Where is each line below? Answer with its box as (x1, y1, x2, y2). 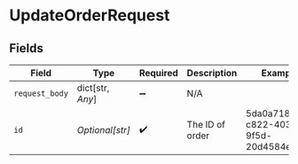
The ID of (186, 119, 226, 130)
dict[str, (76, 82, 110, 94)
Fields (9, 41, 44, 56)
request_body (13, 89, 69, 98)
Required (138, 67, 179, 79)
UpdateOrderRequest (9, 5, 170, 26)
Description (186, 67, 238, 79)
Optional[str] (76, 124, 131, 136)
